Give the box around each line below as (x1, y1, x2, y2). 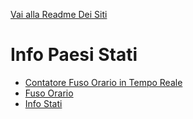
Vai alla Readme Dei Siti (10, 9, 108, 20)
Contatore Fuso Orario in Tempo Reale (24, 76, 183, 88)
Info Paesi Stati (10, 44, 138, 66)
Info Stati (24, 97, 63, 109)
